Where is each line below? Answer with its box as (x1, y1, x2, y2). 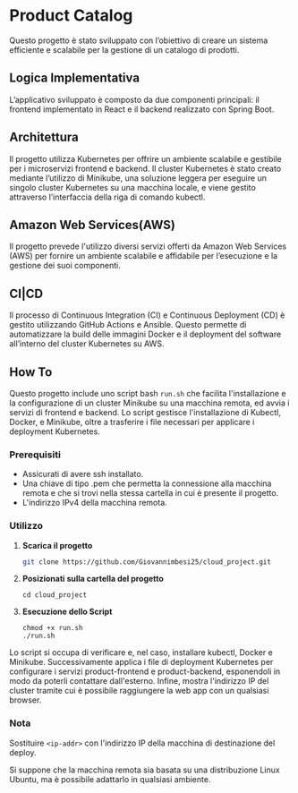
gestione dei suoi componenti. (9, 260, 121, 271)
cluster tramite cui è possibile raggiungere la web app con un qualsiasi (9, 686, 269, 696)
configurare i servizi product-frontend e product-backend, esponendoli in (9, 666, 281, 677)
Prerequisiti (9, 448, 61, 461)
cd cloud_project (21, 591, 88, 600)
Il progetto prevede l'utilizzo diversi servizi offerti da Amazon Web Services (9, 241, 287, 252)
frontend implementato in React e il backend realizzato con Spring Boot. (9, 104, 275, 115)
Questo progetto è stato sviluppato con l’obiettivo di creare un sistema (9, 35, 268, 46)
